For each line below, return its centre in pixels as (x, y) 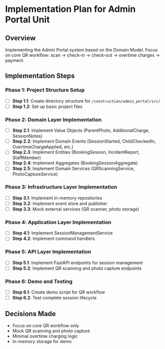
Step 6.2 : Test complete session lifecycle (54, 298)
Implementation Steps (40, 76)
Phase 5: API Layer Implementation (48, 252)
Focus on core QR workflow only (46, 325)
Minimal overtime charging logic (45, 336)
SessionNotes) (27, 136)
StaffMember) (27, 158)
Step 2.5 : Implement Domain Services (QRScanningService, (74, 169)
